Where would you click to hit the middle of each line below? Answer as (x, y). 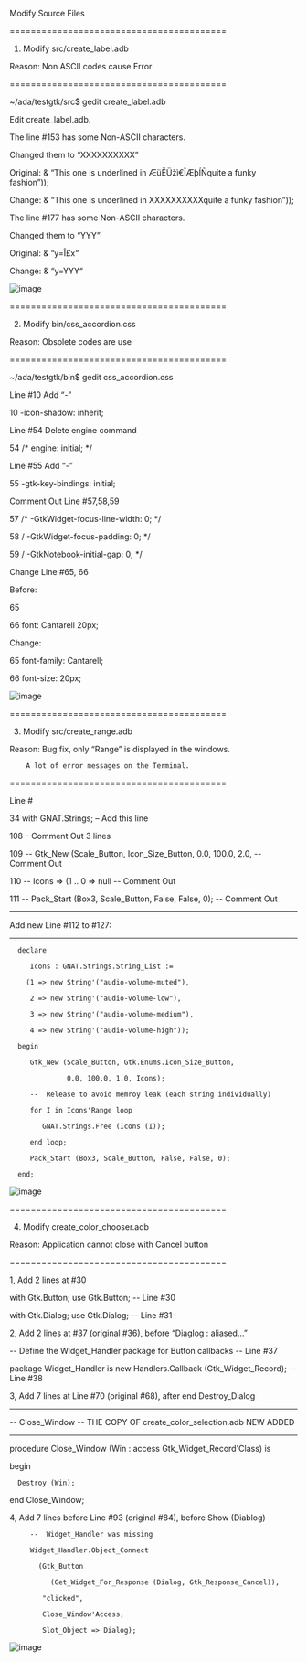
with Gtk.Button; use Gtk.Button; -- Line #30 (93, 1298)
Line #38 (26, 1378)
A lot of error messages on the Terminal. (108, 766)
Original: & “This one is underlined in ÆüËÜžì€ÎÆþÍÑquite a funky (133, 172)
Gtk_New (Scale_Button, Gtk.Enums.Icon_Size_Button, (132, 1062)
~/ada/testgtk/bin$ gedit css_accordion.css (91, 377)
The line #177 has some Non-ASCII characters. (97, 218)
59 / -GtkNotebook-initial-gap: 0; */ (76, 554)
